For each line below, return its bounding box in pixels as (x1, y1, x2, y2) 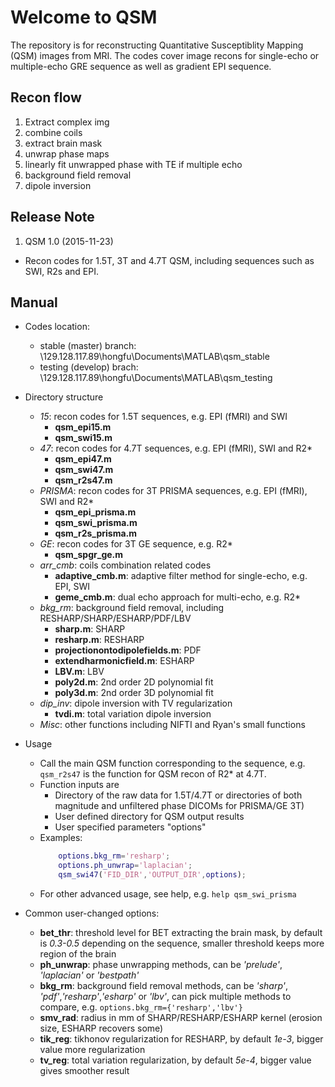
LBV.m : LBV (54, 666, 105, 678)
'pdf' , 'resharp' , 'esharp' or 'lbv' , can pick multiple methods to (39, 991, 292, 1002)
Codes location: (24, 321, 90, 333)
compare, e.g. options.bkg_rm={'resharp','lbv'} (39, 1001, 243, 1013)
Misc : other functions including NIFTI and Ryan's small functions (39, 719, 306, 731)
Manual (10, 294, 58, 311)
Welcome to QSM (10, 6, 158, 29)
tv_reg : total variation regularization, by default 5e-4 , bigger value (39, 1054, 312, 1066)
